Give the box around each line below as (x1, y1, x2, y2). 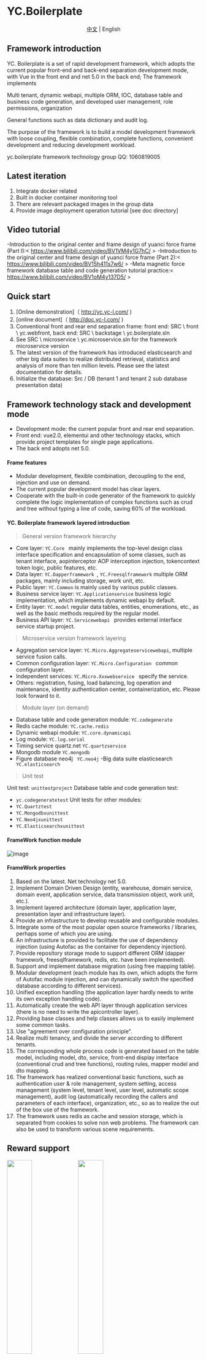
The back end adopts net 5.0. (15, 445, 91, 452)
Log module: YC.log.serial (15, 735, 85, 743)
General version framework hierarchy (21, 533, 116, 540)
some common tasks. (15, 1021, 71, 1029)
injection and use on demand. (15, 479, 91, 486)
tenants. (15, 1040, 37, 1048)
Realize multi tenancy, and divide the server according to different (15, 1034, 183, 1041)
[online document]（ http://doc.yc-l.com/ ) (15, 316, 124, 323)
